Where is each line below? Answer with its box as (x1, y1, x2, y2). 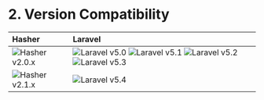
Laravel (72, 34, 101, 45)
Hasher (12, 34, 41, 45)
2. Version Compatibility (8, 5, 170, 23)
